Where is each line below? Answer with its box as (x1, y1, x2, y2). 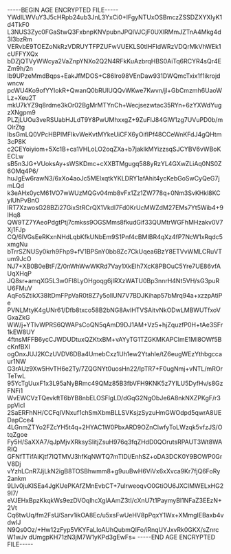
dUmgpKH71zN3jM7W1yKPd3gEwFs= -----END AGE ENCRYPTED (28, 533, 216, 541)
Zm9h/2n (7, 65, 33, 72)
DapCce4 (7, 416, 34, 424)
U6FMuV (7, 284, 32, 292)
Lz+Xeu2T (7, 94, 36, 102)
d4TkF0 (7, 21, 30, 28)
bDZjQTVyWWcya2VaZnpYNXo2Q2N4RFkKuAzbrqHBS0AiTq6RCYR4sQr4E (7, 57, 222, 65)
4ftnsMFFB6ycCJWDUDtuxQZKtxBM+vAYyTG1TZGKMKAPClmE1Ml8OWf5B (7, 336, 222, 343)
